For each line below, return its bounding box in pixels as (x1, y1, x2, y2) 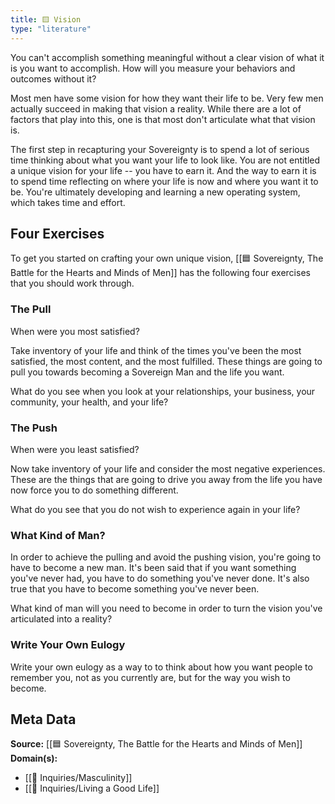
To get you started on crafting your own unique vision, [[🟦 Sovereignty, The (10, 252, 324, 265)
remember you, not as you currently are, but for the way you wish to (10, 671, 291, 683)
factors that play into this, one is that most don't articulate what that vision (10, 113, 316, 125)
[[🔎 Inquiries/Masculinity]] (24, 772, 133, 784)
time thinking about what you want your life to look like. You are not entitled (10, 154, 321, 166)
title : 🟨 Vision (10, 14, 82, 25)
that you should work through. (10, 277, 135, 290)
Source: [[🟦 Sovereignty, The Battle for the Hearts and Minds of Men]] (10, 738, 303, 750)
